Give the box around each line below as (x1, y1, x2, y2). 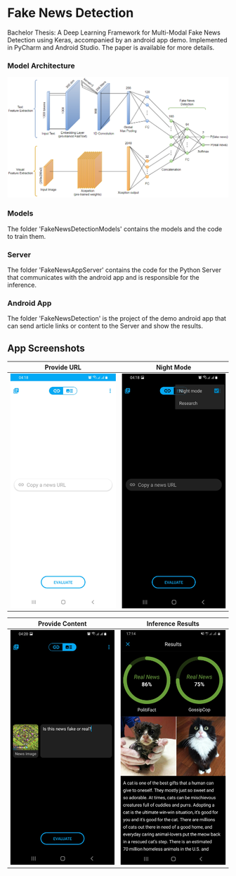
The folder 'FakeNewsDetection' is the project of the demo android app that (7, 314, 227, 323)
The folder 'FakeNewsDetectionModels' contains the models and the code (7, 224, 223, 233)
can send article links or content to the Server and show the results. (7, 322, 204, 331)
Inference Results (146, 619, 200, 628)
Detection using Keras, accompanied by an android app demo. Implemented (7, 35, 228, 44)
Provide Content (37, 619, 87, 628)
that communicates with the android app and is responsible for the (7, 273, 200, 281)
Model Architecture (7, 61, 75, 70)
